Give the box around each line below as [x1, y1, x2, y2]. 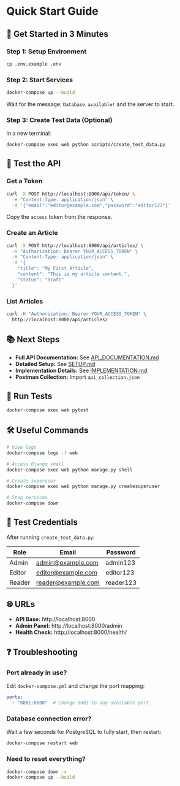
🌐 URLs [6, 599, 36, 609]
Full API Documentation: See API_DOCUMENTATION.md [15, 354, 159, 361]
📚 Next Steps [6, 334, 60, 345]
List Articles [6, 297, 43, 305]
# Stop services [6, 495, 48, 501]
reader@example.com [36, 578, 100, 587]
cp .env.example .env [6, 61, 62, 67]
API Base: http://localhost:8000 [15, 615, 96, 623]
